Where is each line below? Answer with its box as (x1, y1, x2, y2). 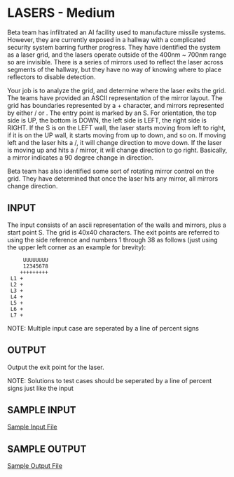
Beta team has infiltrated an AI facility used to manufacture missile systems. (7, 28, 226, 36)
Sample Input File (7, 422, 57, 431)
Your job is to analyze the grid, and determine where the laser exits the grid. (7, 86, 226, 95)
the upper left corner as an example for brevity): (7, 243, 146, 251)
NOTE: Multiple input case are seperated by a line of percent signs (7, 324, 200, 332)
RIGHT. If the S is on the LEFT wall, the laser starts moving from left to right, (7, 123, 226, 132)
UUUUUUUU (22, 256, 49, 263)
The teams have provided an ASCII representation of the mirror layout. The (7, 93, 223, 102)
